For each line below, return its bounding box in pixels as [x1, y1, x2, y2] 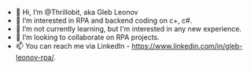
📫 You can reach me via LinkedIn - [15, 42, 130, 50]
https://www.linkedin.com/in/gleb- [131, 42, 243, 50]
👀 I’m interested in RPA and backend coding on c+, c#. [15, 16, 193, 25]
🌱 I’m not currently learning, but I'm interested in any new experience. [15, 24, 242, 33]
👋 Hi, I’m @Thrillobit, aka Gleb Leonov [15, 8, 138, 17]
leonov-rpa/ [15, 53, 54, 62]
